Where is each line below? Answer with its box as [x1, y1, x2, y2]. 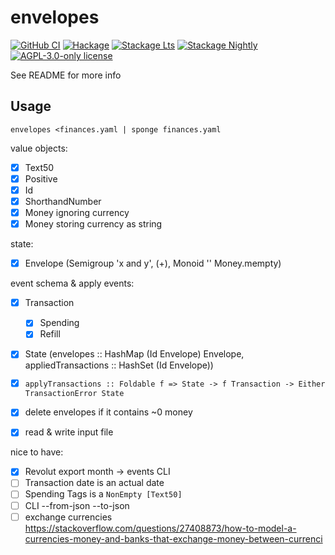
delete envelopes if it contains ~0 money [24, 406, 193, 418]
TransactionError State [24, 389, 125, 399]
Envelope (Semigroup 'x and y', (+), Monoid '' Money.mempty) [24, 257, 282, 270]
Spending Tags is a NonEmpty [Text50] [24, 488, 183, 500]
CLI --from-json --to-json [24, 499, 130, 511]
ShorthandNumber [24, 195, 102, 207]
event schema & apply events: [10, 277, 135, 290]
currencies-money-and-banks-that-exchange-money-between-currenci [24, 532, 323, 545]
